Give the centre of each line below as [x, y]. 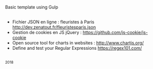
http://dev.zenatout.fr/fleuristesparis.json [54, 27]
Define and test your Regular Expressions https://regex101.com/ [77, 48]
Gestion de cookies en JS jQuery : [47, 32]
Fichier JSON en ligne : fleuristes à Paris [53, 22]
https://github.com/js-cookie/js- [115, 32]
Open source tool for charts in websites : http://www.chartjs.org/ [78, 43]
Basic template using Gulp [32, 7]
